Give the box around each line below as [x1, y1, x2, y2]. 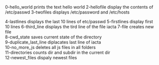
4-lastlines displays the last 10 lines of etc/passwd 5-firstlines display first [5, 19, 153, 24]
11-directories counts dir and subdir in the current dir [5, 49, 110, 55]
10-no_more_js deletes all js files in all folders [5, 45, 96, 50]
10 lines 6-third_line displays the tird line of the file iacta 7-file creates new [5, 24, 154, 30]
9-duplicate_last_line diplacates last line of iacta [5, 39, 101, 45]
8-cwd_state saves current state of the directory [5, 34, 102, 40]
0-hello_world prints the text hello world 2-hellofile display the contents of [5, 4, 154, 10]
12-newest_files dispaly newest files [5, 55, 77, 60]
